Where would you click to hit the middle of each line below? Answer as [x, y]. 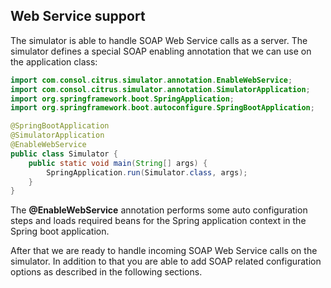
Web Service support [78, 16]
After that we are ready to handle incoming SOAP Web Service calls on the [164, 251]
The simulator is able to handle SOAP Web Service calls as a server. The [159, 40]
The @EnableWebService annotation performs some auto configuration [159, 210]
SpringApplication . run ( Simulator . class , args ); [147, 172]
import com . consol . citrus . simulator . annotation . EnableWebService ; [151, 80]
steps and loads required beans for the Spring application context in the [158, 221]
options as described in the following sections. [106, 272]
